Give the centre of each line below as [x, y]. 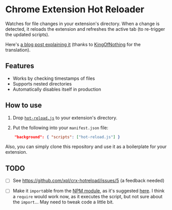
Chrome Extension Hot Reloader [75, 9]
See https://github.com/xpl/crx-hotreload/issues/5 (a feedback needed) [89, 181]
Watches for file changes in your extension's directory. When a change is [82, 24]
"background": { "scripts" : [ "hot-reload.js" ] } [67, 137]
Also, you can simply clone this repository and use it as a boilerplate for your [86, 146]
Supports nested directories [42, 83]
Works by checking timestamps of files [54, 78]
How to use [24, 105]
